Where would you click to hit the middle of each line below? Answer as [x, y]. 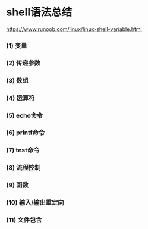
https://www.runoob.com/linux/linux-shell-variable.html [74, 29]
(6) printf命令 [26, 133]
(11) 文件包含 [24, 220]
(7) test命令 [23, 150]
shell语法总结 [39, 12]
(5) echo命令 [25, 115]
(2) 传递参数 [23, 63]
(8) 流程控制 [23, 168]
